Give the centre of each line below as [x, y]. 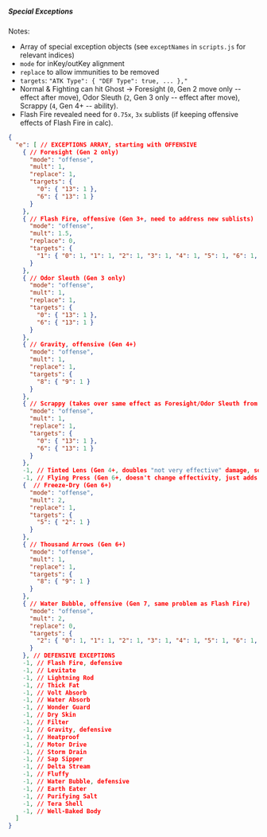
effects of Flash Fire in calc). [66, 123]
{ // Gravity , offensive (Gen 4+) [79, 345]
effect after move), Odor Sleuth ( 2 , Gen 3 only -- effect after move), [130, 97]
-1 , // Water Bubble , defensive [76, 782]
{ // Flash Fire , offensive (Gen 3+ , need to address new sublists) [138, 219]
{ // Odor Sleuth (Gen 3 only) [74, 278]
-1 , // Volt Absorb [55, 693]
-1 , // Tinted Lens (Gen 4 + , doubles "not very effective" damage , [137, 471]
